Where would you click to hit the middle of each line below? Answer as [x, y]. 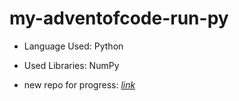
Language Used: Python [73, 46]
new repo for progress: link [79, 84]
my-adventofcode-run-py [119, 18]
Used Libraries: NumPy [71, 65]
